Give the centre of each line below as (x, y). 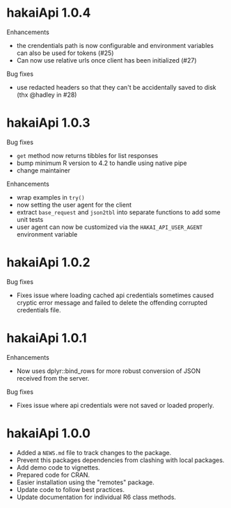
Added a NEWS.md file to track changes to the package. (94, 452)
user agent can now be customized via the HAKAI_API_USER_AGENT (110, 227)
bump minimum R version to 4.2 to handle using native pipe (102, 163)
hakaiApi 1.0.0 (49, 433)
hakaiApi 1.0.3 (48, 123)
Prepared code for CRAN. (53, 475)
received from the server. (53, 378)
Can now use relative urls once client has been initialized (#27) (106, 60)
